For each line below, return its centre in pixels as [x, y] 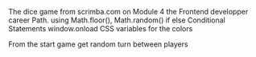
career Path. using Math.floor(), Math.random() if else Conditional [117, 20]
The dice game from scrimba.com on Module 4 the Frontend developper [128, 12]
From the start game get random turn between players [98, 44]
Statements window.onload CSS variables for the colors [101, 28]
